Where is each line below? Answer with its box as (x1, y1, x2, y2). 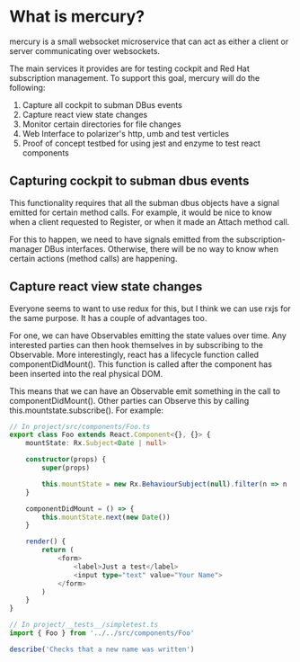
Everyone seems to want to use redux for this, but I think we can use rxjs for (9, 303, 292, 314)
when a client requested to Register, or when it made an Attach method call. (9, 216, 290, 227)
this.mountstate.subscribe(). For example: (9, 405, 164, 416)
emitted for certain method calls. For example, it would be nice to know (9, 207, 272, 218)
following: (9, 82, 46, 93)
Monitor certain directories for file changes (22, 119, 181, 130)
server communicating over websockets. (9, 45, 160, 56)
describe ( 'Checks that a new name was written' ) (9, 645, 195, 654)
